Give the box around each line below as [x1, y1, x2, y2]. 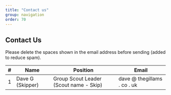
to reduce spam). [5, 54, 42, 61]
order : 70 [5, 17, 26, 22]
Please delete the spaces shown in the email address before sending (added [5, 49, 166, 55]
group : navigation [5, 12, 44, 17]
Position [73, 67, 94, 74]
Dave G [16, 75, 34, 82]
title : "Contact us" [5, 7, 49, 13]
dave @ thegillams [119, 75, 163, 82]
